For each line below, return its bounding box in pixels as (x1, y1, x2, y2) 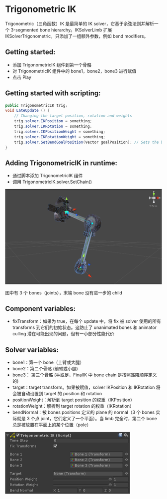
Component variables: (5, 304, 76, 313)
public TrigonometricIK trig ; (5, 103, 68, 108)
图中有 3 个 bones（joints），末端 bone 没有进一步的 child (5, 289, 123, 295)
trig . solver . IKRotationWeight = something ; (14, 134, 106, 139)
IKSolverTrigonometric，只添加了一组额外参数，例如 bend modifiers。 (5, 33, 149, 39)
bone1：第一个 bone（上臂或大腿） (12, 359, 84, 365)
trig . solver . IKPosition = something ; (14, 119, 92, 124)
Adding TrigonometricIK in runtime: (5, 159, 118, 167)
